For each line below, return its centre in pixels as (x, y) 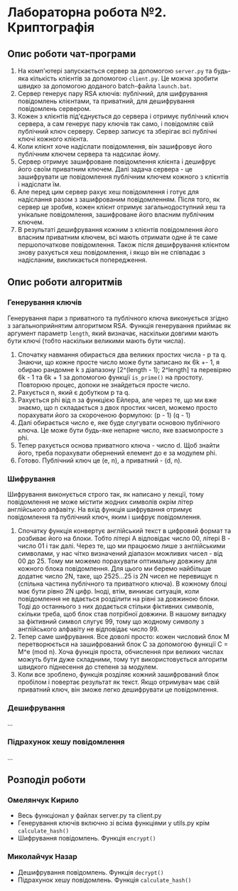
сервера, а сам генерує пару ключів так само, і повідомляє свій (115, 124)
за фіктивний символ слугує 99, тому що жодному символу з (111, 621)
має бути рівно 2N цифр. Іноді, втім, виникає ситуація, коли (108, 591)
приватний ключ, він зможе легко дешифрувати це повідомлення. (118, 689)
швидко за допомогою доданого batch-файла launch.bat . (104, 86)
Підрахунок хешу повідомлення (66, 742)
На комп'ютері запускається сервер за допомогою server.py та (115, 71)
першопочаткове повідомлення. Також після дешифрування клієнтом (124, 245)
